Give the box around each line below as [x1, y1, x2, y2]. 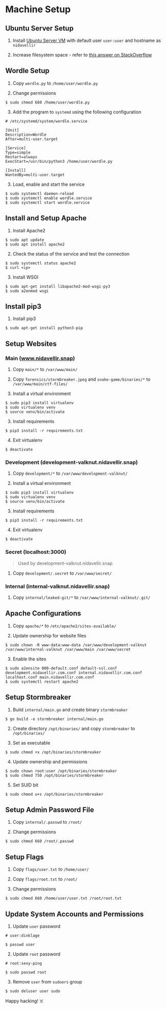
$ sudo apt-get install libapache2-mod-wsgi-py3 [5, 284, 110, 289]
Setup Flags [5, 852, 44, 861]
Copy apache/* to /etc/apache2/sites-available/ [12, 623, 117, 629]
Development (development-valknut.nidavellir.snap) [5, 459, 138, 466]
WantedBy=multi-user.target [5, 172, 65, 177]
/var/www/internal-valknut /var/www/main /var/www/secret [5, 647, 131, 652]
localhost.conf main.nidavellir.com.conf [5, 675, 95, 680]
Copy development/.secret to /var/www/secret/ [12, 570, 112, 576]
